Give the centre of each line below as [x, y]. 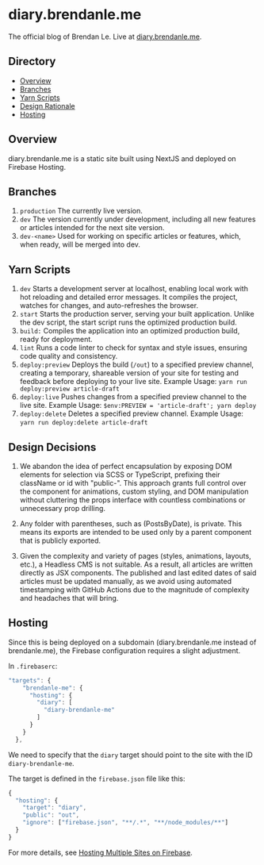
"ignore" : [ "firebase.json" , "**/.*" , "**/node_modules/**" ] [125, 823]
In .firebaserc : [33, 666]
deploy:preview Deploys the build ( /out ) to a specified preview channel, [137, 365]
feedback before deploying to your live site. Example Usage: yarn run [133, 382]
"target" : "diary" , [55, 808]
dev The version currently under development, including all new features [138, 219]
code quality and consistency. [69, 356]
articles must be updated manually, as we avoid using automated [126, 581]
